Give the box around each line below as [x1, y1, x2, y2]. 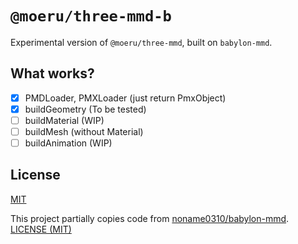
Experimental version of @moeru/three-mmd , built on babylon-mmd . [10, 36, 273, 48]
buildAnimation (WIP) [24, 137, 113, 149]
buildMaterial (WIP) [24, 114, 105, 126]
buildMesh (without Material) [24, 125, 144, 137]
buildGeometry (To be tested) [24, 103, 147, 115]
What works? [10, 65, 95, 82]
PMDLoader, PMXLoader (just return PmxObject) [24, 92, 227, 104]
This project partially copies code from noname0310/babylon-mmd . [10, 212, 290, 224]
